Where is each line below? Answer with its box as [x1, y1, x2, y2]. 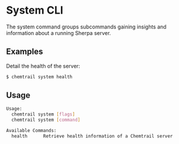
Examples [6, 47, 43, 57]
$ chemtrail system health [6, 73, 73, 80]
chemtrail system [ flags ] [11, 111, 76, 117]
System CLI [6, 4, 64, 17]
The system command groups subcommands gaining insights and [6, 23, 167, 30]
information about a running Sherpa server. [6, 29, 111, 36]
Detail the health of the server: [6, 62, 80, 69]
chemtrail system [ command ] [11, 117, 81, 123]
